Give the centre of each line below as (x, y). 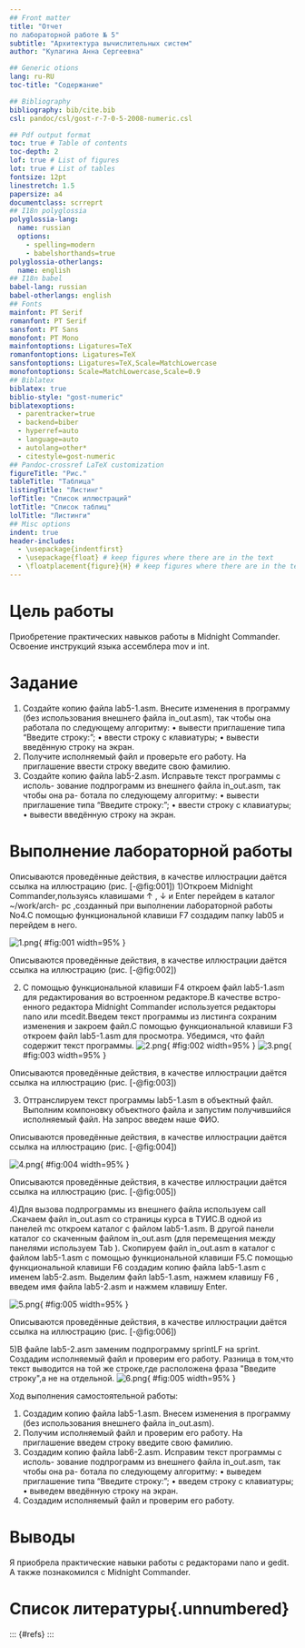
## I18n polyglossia (49, 211)
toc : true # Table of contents (69, 143)
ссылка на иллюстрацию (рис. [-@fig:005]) (93, 1191)
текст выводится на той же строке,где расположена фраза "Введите (143, 1368)
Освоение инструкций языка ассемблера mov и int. (110, 646)
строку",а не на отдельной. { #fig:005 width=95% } (123, 1378)
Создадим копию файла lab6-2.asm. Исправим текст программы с (152, 1451)
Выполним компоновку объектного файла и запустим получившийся (157, 1109)
